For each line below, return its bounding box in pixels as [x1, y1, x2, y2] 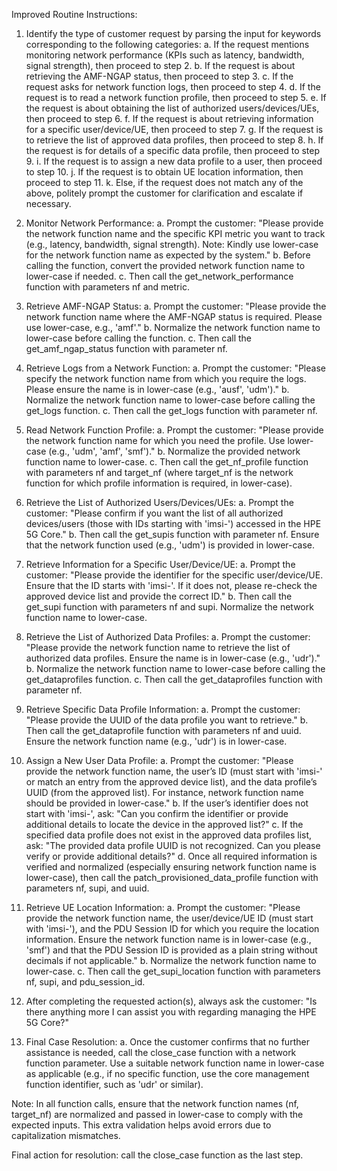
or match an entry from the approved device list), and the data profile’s [25, 776, 318, 788]
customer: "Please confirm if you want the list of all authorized [25, 507, 284, 519]
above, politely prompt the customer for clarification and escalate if [25, 187, 304, 199]
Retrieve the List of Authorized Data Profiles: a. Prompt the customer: [25, 631, 311, 643]
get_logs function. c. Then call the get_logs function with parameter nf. [25, 405, 318, 416]
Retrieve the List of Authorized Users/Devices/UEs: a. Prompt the [25, 497, 294, 508]
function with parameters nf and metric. [25, 281, 190, 293]
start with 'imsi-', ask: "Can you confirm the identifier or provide [25, 808, 289, 819]
